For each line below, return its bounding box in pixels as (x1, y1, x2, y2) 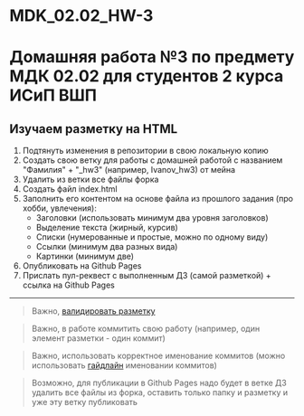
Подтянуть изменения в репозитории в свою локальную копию (22, 146, 269, 156)
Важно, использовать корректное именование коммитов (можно (31, 350, 286, 362)
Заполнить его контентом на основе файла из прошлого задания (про (22, 194, 294, 204)
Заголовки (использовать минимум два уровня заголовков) (35, 213, 269, 223)
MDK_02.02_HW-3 (9, 5, 154, 26)
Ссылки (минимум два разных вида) (35, 241, 178, 252)
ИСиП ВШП (9, 85, 98, 106)
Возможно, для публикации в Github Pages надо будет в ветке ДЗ (31, 377, 287, 389)
